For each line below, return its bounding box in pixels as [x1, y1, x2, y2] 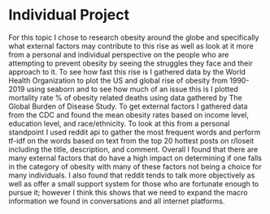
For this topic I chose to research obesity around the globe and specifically [8, 32, 259, 42]
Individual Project [8, 6, 130, 24]
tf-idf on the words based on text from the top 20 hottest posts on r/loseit [8, 135, 255, 145]
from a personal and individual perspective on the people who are [8, 49, 229, 59]
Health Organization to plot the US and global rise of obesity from [8, 75, 229, 85]
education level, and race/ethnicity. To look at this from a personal [8, 118, 230, 128]
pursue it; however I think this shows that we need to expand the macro [8, 187, 248, 197]
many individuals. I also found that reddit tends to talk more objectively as [8, 170, 255, 180]
